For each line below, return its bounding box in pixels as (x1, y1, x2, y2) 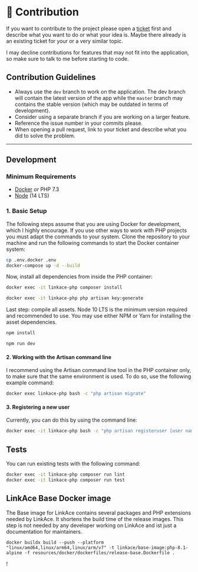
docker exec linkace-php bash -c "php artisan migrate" (6, 390, 146, 397)
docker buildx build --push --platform (6, 539, 104, 545)
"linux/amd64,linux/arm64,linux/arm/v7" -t (6, 544, 115, 551)
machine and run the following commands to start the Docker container (6, 239, 180, 246)
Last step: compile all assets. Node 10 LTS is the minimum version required (6, 306, 187, 313)
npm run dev (6, 341, 35, 347)
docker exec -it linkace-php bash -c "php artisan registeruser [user (6, 428, 183, 434)
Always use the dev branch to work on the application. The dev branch (14, 88, 186, 95)
